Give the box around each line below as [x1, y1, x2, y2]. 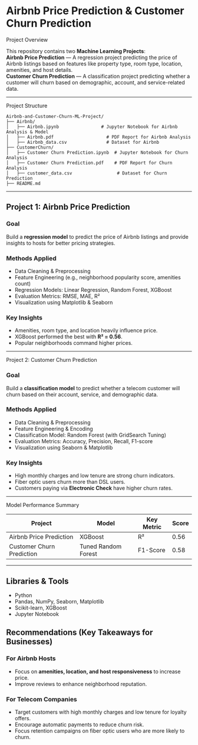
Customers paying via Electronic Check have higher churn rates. [14, 484, 173, 492]
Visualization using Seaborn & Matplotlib [14, 444, 113, 451]
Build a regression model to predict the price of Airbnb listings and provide [6, 233, 189, 240]
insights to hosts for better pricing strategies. [6, 239, 116, 246]
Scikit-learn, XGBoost [14, 604, 67, 611]
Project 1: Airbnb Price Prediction [6, 202, 131, 212]
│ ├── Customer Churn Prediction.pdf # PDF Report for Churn [6, 160, 173, 166]
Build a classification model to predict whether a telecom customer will [6, 384, 180, 391]
